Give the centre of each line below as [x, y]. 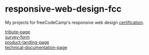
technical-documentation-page [36, 47]
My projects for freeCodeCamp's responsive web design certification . [74, 22]
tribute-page [18, 32]
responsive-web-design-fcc [63, 9]
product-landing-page [27, 42]
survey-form [17, 37]
